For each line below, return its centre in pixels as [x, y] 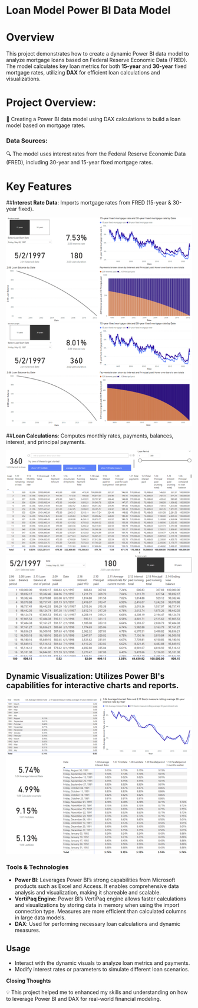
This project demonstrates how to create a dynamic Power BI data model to [98, 54]
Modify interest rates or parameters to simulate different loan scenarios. [102, 969]
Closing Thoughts [29, 981]
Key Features [39, 186]
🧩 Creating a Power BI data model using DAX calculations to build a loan [93, 119]
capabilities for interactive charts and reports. [93, 685]
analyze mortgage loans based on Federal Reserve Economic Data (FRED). [97, 60]
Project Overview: [51, 103]
